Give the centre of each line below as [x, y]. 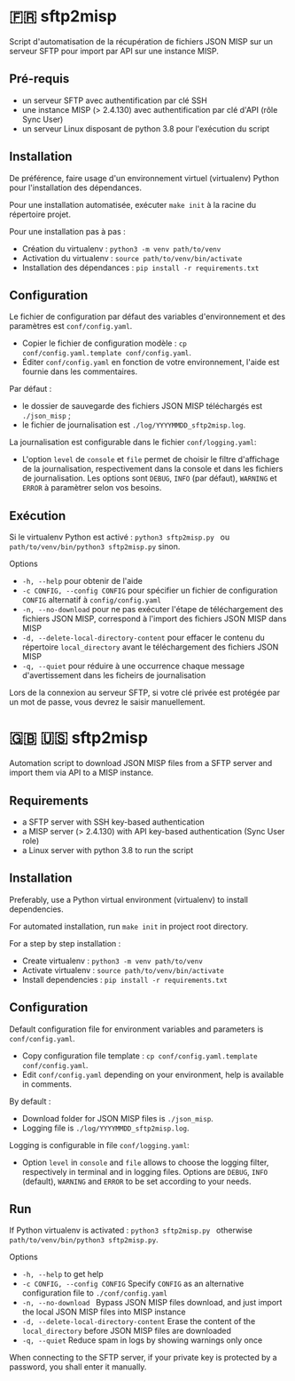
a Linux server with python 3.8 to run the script [107, 850]
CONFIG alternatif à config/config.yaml [92, 600]
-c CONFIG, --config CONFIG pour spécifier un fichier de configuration [150, 591]
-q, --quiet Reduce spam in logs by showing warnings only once [142, 1340]
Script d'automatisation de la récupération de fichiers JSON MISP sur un [141, 41]
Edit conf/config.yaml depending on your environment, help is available [153, 1074]
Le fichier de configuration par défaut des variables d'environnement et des [147, 316]
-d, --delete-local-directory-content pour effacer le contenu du [143, 638]
